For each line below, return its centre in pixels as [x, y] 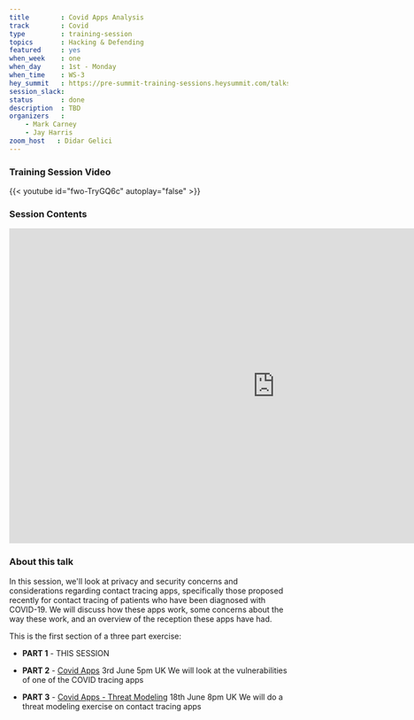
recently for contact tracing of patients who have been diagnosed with [138, 600]
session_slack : [37, 91]
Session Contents [48, 213]
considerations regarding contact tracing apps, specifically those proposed [146, 591]
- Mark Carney [51, 125]
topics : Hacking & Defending [77, 42]
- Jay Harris [49, 133]
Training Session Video [60, 172]
